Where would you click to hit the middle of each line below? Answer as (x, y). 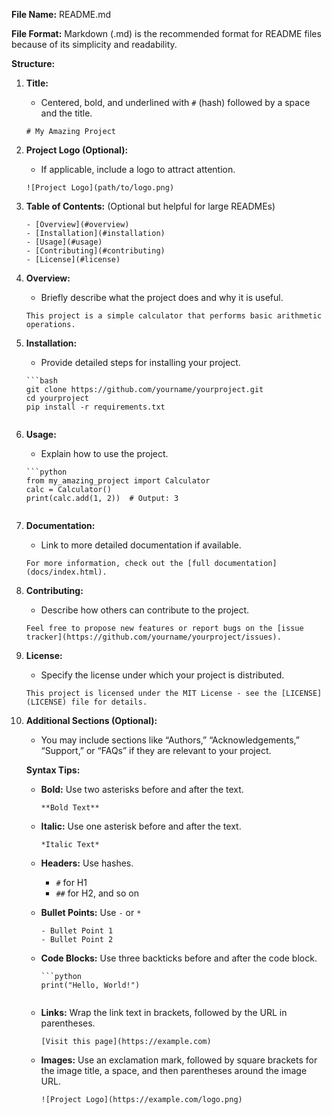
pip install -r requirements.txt (95, 407)
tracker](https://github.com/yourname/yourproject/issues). (153, 637)
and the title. (66, 113)
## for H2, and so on (97, 893)
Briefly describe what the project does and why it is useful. (162, 297)
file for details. (109, 702)
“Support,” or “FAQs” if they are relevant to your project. (156, 750)
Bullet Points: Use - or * (91, 912)
